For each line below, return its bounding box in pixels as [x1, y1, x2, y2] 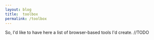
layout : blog [5, 7, 32, 12]
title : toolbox [5, 12, 38, 17]
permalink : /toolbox [5, 16, 47, 21]
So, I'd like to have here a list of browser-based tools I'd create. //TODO [5, 30, 149, 36]
